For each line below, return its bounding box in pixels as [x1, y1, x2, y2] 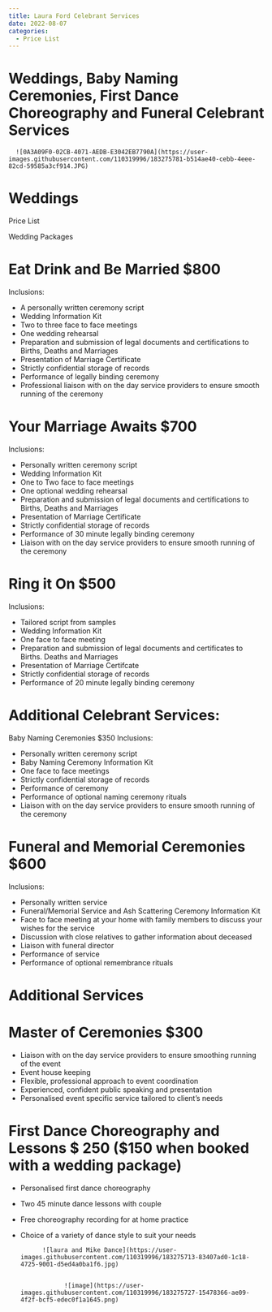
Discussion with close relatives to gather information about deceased [19, 931, 253, 942]
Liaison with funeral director [19, 940, 114, 950]
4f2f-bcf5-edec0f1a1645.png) [19, 1296, 119, 1304]
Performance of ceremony [19, 783, 109, 792]
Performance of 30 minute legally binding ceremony [19, 529, 195, 538]
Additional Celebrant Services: [8, 706, 221, 725]
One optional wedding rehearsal [19, 486, 127, 495]
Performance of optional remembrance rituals [19, 957, 174, 967]
